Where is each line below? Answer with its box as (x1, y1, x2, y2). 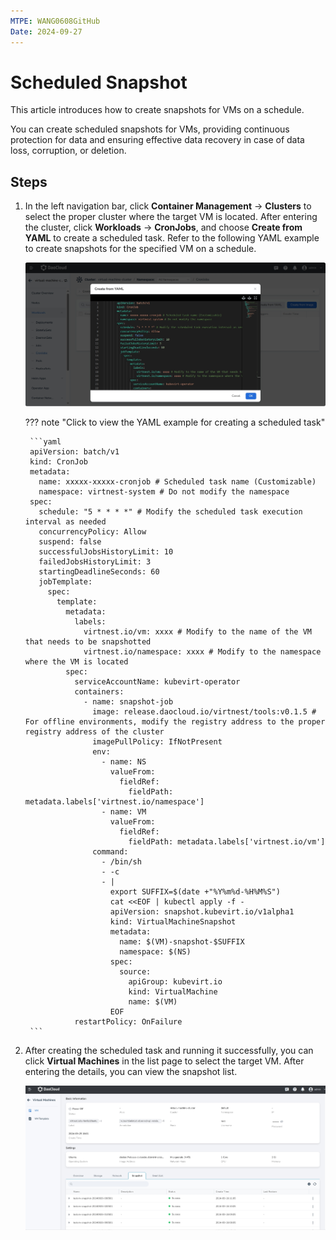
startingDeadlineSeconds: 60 (38, 566, 160, 577)
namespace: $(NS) (119, 946, 192, 957)
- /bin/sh (101, 856, 142, 867)
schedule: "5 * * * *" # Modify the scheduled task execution (38, 506, 303, 517)
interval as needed (24, 516, 107, 527)
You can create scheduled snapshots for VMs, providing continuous (10, 123, 290, 135)
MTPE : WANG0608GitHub (10, 16, 101, 26)
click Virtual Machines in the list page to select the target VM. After (24, 1055, 305, 1067)
